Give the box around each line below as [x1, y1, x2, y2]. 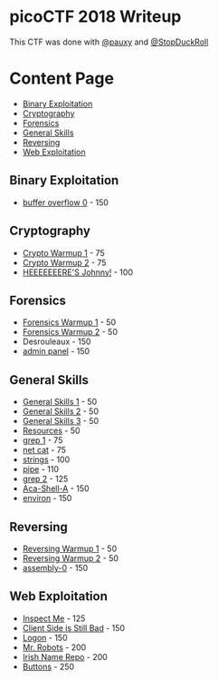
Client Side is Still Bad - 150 [22, 622, 125, 633]
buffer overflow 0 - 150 [22, 197, 109, 208]
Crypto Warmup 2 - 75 [22, 257, 107, 268]
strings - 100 [22, 454, 71, 465]
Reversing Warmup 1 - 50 [22, 543, 118, 554]
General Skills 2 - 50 [22, 406, 100, 417]
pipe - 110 [22, 464, 60, 475]
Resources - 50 [22, 425, 81, 437]
